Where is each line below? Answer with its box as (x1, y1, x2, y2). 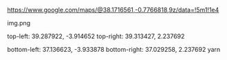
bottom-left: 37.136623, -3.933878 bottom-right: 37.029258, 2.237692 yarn (7, 46, 221, 53)
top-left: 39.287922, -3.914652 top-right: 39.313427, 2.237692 (7, 32, 185, 40)
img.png (7, 19, 31, 27)
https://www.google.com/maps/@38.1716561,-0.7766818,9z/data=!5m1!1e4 (7, 6, 219, 14)
